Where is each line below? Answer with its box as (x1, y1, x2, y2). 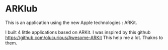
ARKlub (5, 3, 38, 14)
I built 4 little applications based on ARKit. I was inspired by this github (5, 29, 151, 35)
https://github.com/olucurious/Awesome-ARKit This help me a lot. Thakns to (5, 34, 163, 40)
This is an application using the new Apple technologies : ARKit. (5, 19, 137, 25)
